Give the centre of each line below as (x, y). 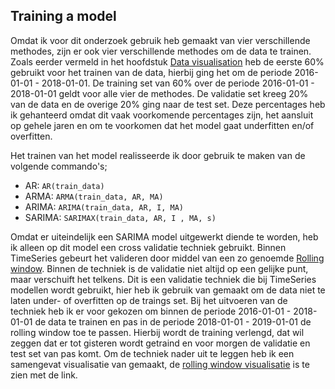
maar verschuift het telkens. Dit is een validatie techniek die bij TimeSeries (163, 279)
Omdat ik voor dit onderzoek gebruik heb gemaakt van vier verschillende (160, 40)
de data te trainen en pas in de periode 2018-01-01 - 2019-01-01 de (173, 321)
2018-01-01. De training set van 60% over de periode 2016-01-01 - (178, 83)
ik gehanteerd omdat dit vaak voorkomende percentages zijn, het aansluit (162, 115)
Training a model (63, 16)
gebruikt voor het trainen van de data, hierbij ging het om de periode (151, 72)
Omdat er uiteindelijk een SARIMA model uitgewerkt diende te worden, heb (164, 236)
